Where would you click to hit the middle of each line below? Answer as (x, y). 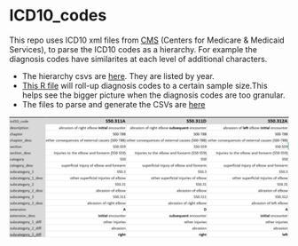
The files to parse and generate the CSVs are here (114, 104)
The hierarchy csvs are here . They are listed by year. (118, 75)
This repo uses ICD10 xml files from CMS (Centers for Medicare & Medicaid (147, 40)
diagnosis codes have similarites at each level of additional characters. (138, 59)
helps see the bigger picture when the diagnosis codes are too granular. (153, 95)
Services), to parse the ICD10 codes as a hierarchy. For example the (133, 49)
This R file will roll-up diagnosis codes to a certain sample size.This (145, 85)
